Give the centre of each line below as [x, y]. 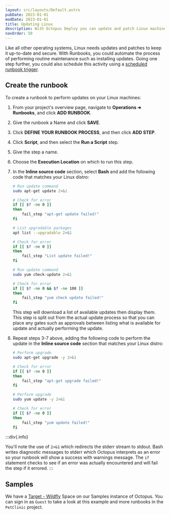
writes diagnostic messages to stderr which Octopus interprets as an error [83, 452]
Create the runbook [37, 85]
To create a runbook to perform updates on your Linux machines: [73, 97]
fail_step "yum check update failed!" [63, 298]
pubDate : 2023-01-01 [27, 15]
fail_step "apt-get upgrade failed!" [62, 381]
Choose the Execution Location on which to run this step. [73, 162]
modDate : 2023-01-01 [27, 19]
